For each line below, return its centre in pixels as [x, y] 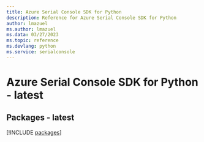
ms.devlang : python [31, 47]
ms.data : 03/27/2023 [33, 35]
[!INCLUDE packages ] [34, 132]
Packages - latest [40, 118]
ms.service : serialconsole [41, 52]
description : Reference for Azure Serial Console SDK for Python [91, 18]
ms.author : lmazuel [31, 29]
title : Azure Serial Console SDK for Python [64, 12]
